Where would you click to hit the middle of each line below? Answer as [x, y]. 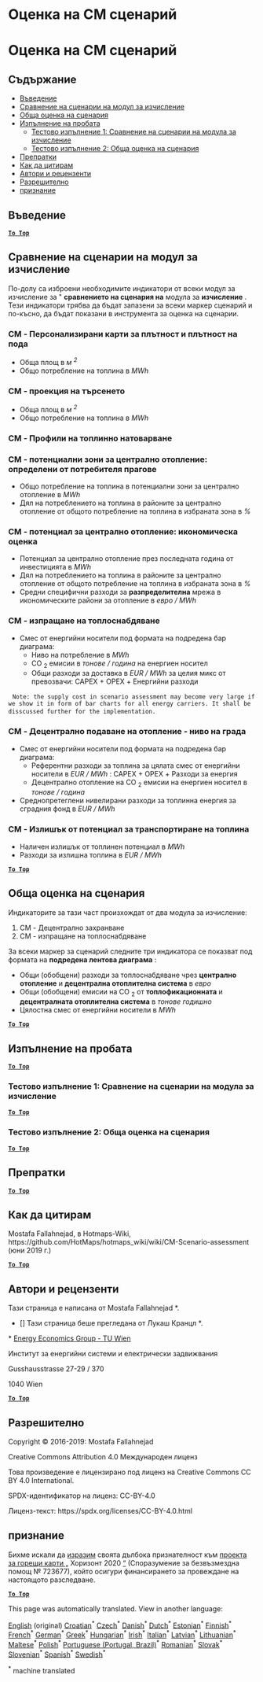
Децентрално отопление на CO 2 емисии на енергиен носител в [139, 783]
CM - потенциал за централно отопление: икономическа [123, 531]
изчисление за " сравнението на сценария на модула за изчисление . [128, 297]
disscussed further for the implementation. [82, 712]
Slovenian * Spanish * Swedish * [57, 1654]
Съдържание [42, 79]
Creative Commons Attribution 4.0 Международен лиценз [103, 1456]
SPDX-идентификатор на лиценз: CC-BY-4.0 [82, 1496]
